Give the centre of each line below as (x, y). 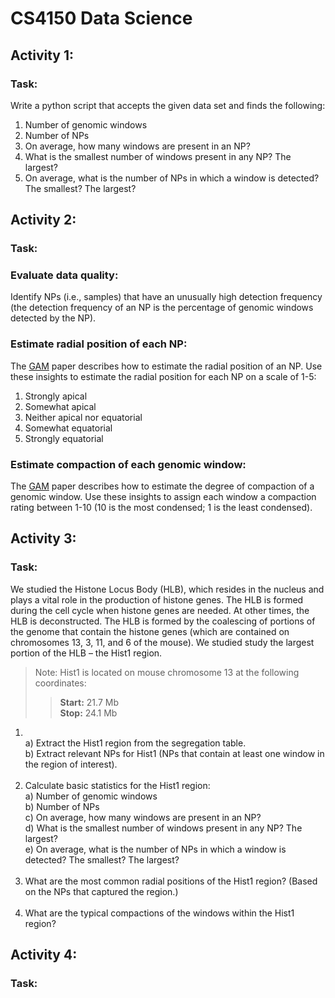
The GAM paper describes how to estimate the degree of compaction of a (162, 486)
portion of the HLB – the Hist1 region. (86, 653)
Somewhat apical (60, 406)
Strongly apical (56, 396)
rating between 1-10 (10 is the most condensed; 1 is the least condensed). (161, 508)
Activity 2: (43, 220)
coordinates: (60, 683)
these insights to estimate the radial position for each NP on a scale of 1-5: (163, 376)
